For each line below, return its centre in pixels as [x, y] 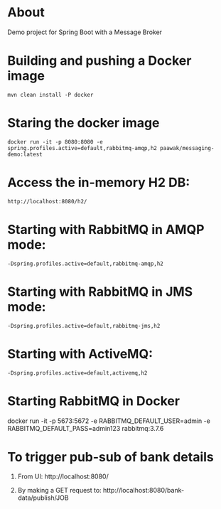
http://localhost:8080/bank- [144, 491]
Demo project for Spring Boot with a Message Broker [85, 32]
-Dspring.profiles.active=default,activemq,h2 [77, 373]
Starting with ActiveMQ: [80, 354]
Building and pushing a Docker [99, 61]
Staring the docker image [83, 123]
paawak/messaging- [187, 148]
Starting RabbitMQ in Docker [93, 401]
